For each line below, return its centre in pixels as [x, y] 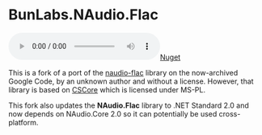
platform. [23, 122]
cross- [230, 113]
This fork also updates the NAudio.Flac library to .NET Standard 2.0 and [129, 105]
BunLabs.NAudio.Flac [84, 15]
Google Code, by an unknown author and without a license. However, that [131, 81]
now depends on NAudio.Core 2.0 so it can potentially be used [113, 113]
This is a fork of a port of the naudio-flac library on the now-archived [123, 72]
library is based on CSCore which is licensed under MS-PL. [107, 89]
